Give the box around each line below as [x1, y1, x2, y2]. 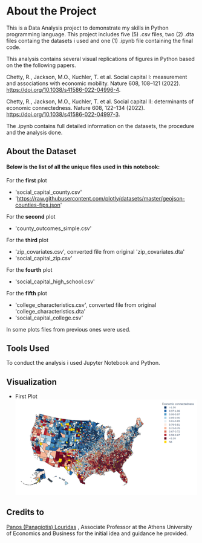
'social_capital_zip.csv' [15, 254, 73, 262]
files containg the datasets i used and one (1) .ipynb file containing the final [6, 37, 194, 44]
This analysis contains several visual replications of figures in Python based [6, 55, 195, 62]
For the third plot [6, 236, 49, 243]
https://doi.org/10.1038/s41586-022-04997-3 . [6, 111, 120, 118]
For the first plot [6, 176, 47, 184]
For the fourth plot [6, 266, 53, 273]
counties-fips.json [15, 201, 60, 208]
